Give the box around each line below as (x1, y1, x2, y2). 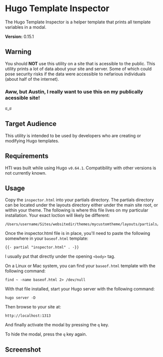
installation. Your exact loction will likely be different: (5, 213, 110, 218)
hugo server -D (5, 295, 36, 301)
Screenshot (5, 345, 41, 354)
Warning (5, 48, 32, 56)
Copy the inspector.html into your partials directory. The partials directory (5, 197, 154, 203)
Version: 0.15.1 (5, 34, 34, 39)
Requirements (5, 152, 49, 161)
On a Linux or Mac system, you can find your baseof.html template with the (5, 263, 156, 269)
